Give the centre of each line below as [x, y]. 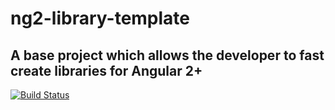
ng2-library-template [100, 18]
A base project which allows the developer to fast [167, 55]
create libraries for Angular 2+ [106, 70]
